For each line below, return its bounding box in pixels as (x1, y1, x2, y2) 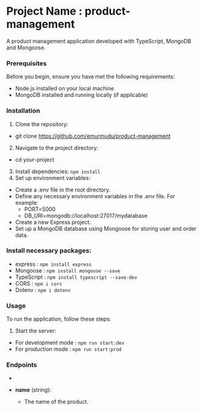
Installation (6, 107, 41, 115)
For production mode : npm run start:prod (15, 346, 122, 353)
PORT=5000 (24, 205, 56, 213)
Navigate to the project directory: (15, 144, 99, 151)
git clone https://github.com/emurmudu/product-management (15, 132, 171, 140)
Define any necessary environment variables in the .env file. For (15, 192, 175, 199)
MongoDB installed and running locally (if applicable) (15, 91, 148, 99)
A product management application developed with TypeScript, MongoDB (6, 37, 192, 45)
